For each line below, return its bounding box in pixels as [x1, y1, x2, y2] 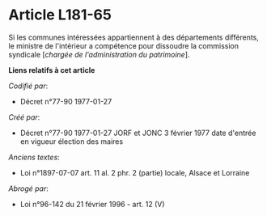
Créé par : [8, 112, 40, 122]
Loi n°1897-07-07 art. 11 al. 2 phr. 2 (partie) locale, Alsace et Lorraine [19, 167, 250, 177]
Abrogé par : [8, 184, 49, 193]
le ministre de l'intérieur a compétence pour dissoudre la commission [8, 40, 239, 50]
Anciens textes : [8, 152, 61, 162]
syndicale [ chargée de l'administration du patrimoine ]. [8, 49, 190, 59]
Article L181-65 [8, 6, 112, 24]
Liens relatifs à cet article [8, 65, 95, 74]
